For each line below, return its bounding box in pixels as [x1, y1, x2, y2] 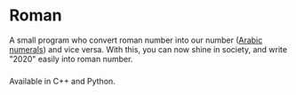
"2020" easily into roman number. [9, 53, 133, 64]
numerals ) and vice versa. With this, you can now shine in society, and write [9, 44, 287, 54]
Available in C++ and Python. [9, 75, 116, 86]
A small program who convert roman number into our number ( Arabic [9, 35, 263, 45]
